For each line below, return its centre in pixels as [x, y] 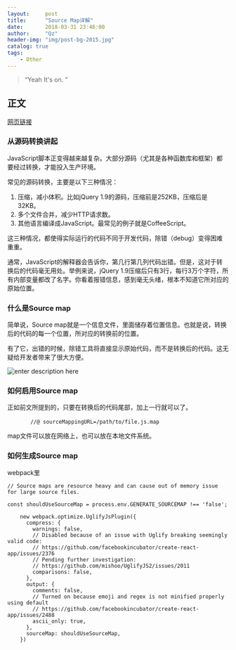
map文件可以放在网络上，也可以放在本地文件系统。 [81, 436]
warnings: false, [58, 529]
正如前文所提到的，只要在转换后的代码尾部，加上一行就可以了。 [99, 408]
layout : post [33, 14]
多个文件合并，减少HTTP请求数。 [66, 214]
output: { [40, 584]
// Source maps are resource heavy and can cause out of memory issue [113, 486]
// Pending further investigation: [85, 559]
